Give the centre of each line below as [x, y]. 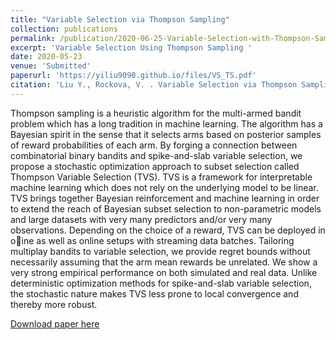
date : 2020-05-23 [46, 57]
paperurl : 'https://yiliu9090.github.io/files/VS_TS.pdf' [133, 76]
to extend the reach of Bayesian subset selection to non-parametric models [166, 208]
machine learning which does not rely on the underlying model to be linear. [164, 187]
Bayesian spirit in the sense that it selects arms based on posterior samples [166, 134]
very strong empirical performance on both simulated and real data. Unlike [164, 272]
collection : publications [64, 29]
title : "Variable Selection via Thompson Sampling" [120, 19]
